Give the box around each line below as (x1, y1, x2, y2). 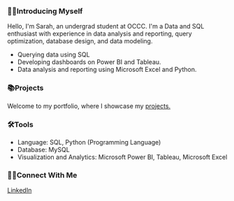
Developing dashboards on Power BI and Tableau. (17, 58, 162, 66)
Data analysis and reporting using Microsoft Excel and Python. (17, 66, 197, 74)
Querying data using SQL (17, 50, 90, 59)
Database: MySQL (17, 145, 70, 154)
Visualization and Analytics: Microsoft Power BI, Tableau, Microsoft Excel (17, 153, 228, 161)
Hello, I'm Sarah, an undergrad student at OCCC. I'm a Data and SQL (7, 22, 205, 31)
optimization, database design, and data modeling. (7, 37, 153, 45)
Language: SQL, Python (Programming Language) (17, 137, 161, 146)
